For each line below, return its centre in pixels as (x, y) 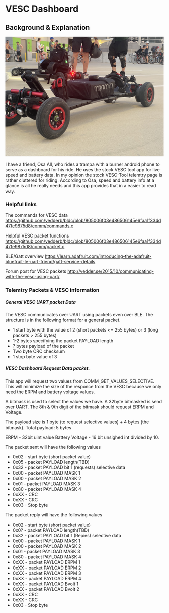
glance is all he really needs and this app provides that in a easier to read (81, 186)
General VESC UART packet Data (41, 302)
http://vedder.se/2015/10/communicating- (111, 271)
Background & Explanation (48, 28)
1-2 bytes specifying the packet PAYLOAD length (63, 341)
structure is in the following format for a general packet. (63, 320)
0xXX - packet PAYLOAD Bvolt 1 (46, 584)
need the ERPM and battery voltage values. (50, 392)
